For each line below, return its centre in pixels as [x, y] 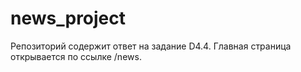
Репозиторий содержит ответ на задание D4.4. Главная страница [151, 46]
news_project [68, 18]
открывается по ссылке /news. [76, 56]
